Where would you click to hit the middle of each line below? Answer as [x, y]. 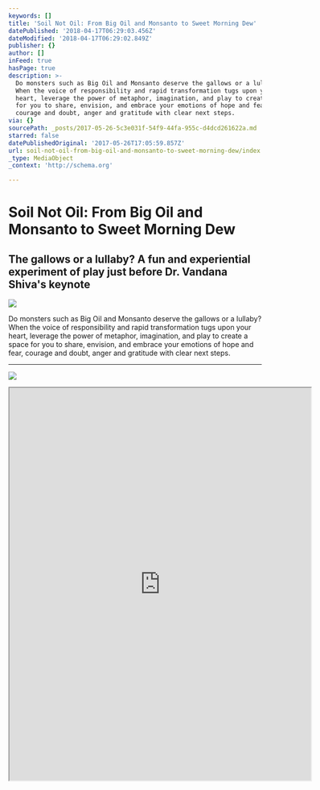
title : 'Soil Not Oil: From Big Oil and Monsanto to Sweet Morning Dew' [133, 23]
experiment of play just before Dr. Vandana [118, 272]
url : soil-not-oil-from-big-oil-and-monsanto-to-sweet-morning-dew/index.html [144, 151]
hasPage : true [32, 68]
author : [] [27, 53]
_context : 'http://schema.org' [61, 166]
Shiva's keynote [49, 284]
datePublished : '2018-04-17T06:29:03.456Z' [82, 31]
